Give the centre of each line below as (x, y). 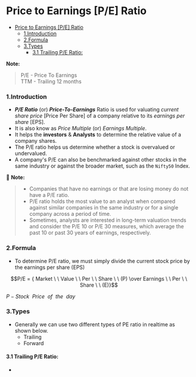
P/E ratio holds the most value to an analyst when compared (102, 201)
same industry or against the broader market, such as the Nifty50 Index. (102, 166)
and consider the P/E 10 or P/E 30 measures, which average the (107, 227)
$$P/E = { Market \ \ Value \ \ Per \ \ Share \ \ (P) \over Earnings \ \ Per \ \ (99, 278)
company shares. (36, 141)
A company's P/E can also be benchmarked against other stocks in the (100, 160)
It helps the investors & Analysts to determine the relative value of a (98, 135)
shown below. (31, 330)
